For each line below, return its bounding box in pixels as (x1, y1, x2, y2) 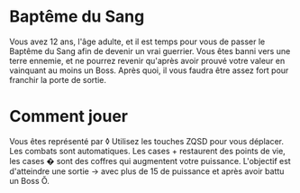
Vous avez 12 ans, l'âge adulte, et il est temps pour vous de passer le (9, 36, 266, 47)
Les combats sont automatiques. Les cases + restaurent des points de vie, (9, 145, 286, 156)
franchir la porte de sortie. (9, 74, 106, 85)
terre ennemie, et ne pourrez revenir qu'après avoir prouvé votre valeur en (9, 55, 286, 66)
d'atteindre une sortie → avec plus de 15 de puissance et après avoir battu (9, 165, 285, 177)
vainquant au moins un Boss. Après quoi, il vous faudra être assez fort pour (9, 65, 289, 76)
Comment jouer (9, 106, 129, 127)
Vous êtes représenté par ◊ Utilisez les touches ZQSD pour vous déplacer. (9, 135, 285, 146)
